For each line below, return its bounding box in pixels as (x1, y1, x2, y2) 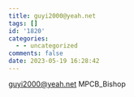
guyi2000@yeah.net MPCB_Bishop (8, 78, 126, 89)
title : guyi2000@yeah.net (8, 11, 96, 20)
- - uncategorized (15, 42, 79, 50)
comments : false (8, 49, 63, 57)
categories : (8, 34, 49, 43)
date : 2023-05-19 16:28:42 (8, 57, 100, 65)
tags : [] (8, 19, 38, 27)
